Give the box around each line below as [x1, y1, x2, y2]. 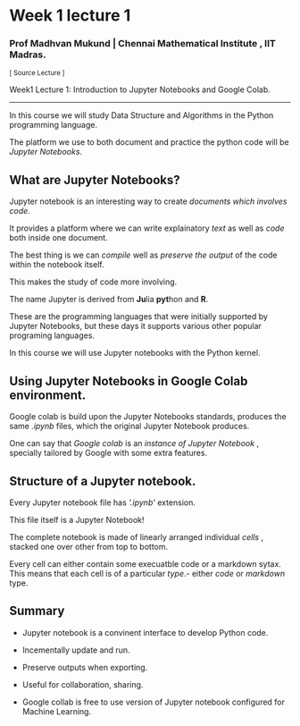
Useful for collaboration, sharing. [21, 679, 144, 689]
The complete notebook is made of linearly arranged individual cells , [9, 531, 264, 542]
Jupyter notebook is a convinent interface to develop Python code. [21, 627, 269, 637]
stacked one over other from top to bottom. [9, 541, 169, 552]
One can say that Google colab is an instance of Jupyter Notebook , [9, 438, 260, 449]
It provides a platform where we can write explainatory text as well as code [9, 223, 285, 233]
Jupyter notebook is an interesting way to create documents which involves [9, 196, 287, 207]
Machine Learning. [21, 705, 92, 716]
